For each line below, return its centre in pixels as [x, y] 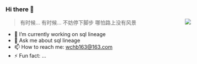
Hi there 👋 [20, 9]
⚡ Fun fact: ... [30, 56]
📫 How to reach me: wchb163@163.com [63, 47]
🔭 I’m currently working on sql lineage [60, 34]
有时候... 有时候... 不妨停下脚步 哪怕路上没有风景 [78, 23]
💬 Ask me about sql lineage [47, 41]
